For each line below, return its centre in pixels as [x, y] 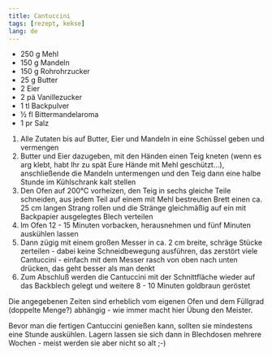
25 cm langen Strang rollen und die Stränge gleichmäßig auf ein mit [133, 208]
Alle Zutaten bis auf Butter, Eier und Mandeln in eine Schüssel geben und [142, 139]
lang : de [23, 31]
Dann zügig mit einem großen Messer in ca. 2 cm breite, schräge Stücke [141, 243]
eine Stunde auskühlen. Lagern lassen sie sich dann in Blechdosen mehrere [135, 335]
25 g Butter [39, 80]
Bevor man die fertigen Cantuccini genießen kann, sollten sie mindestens [131, 326]
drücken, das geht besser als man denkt [88, 268]
